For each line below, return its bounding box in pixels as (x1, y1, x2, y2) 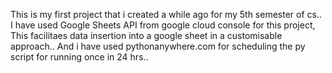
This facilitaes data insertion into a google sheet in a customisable (10, 30, 283, 41)
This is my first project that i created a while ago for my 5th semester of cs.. (10, 9, 322, 20)
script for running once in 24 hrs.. (10, 51, 149, 63)
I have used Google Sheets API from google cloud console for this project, (10, 19, 316, 31)
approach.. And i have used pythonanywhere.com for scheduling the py (10, 40, 306, 52)
